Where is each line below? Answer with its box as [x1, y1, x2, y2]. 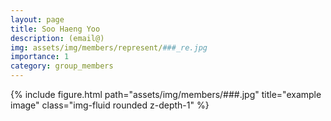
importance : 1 [10, 52, 70, 62]
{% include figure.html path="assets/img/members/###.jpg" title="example [10, 89, 322, 100]
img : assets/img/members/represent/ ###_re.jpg [10, 42, 208, 53]
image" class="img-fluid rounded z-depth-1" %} [10, 99, 210, 111]
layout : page [10, 14, 65, 25]
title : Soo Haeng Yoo [10, 24, 101, 34]
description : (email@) [10, 33, 105, 43]
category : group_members [10, 61, 114, 71]
